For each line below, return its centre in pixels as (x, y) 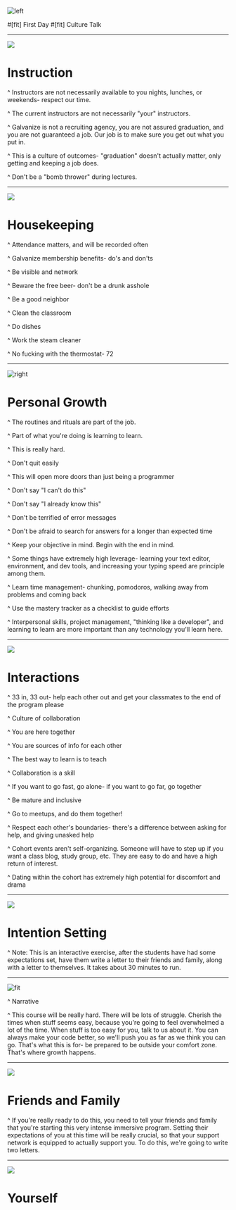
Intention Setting (57, 933)
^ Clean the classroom (39, 313)
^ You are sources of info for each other (65, 745)
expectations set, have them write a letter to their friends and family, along (115, 960)
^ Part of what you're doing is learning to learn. (75, 435)
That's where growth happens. (52, 1052)
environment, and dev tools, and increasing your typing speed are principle (116, 566)
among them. (26, 573)
